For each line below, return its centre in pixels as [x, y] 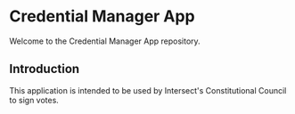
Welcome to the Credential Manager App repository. [105, 41]
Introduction [45, 69]
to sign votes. [34, 100]
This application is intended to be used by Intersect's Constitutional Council [148, 90]
